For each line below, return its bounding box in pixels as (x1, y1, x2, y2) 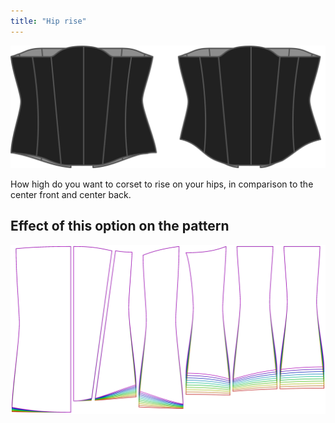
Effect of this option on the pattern (10, 218, 230, 235)
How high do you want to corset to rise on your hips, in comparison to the (10, 178, 314, 190)
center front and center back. (10, 189, 132, 200)
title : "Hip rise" (10, 16, 87, 26)
